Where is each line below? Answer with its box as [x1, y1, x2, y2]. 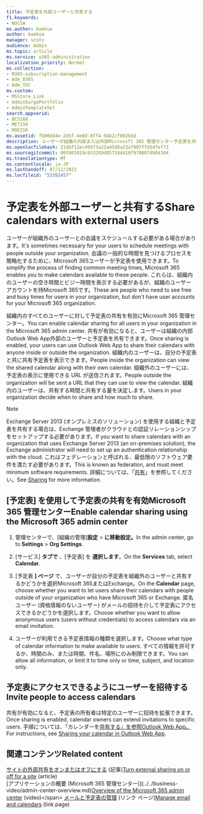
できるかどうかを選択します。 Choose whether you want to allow [20, 609, 181, 616]
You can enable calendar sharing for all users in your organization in [27, 319, 197, 327]
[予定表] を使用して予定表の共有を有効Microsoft [6, 495, 186, 506]
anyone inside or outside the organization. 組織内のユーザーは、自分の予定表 [6, 349, 198, 356]
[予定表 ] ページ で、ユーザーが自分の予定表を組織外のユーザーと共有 [14, 572, 187, 579]
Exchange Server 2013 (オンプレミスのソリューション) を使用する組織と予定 [6, 418, 196, 425]
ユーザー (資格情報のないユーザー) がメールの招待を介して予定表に [14, 601, 181, 609]
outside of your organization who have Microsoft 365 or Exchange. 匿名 [14, 593, 194, 601]
